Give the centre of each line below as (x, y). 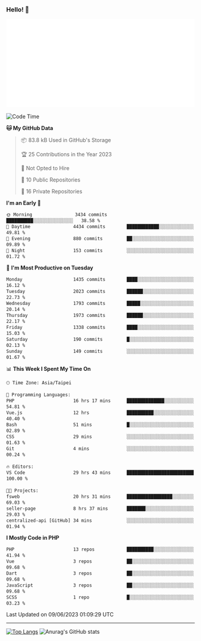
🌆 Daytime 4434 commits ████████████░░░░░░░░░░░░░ (100, 227)
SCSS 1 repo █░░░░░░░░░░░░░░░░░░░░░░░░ (100, 598)
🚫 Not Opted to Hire (45, 168)
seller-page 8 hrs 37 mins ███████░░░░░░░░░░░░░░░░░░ (100, 509)
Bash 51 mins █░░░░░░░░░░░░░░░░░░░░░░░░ (100, 425)
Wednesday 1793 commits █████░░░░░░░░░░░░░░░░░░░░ (100, 304)
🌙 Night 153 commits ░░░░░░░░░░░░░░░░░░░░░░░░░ (100, 251)
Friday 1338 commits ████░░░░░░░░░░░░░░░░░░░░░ (100, 328)
